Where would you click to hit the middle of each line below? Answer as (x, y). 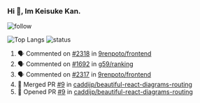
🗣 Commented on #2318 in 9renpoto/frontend (84, 54)
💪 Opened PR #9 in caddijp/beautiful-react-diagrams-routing (105, 92)
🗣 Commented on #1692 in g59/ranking (76, 64)
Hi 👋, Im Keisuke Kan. (44, 11)
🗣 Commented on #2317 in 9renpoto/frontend (84, 74)
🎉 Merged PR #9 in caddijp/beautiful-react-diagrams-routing (105, 85)
